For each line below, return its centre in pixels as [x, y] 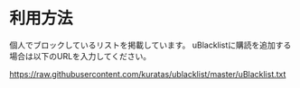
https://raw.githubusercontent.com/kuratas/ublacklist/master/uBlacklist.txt [148, 74]
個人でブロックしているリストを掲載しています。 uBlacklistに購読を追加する [150, 45]
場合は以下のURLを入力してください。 [80, 56]
